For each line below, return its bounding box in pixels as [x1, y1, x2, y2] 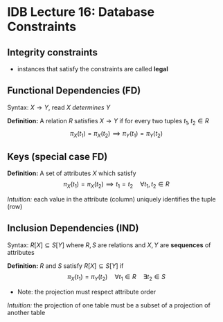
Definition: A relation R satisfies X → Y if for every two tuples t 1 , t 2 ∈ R [7, 116, 209, 127]
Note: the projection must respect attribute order [17, 287, 157, 296]
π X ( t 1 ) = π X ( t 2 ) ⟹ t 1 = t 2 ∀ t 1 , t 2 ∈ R [63, 180, 170, 190]
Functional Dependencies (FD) [7, 84, 141, 97]
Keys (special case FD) [7, 150, 108, 163]
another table [7, 308, 46, 316]
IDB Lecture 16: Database [7, 4, 154, 20]
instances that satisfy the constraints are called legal [17, 65, 168, 73]
